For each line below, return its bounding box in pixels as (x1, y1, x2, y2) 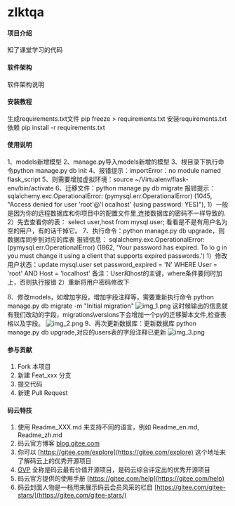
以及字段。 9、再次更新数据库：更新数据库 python (13, 319, 197, 327)
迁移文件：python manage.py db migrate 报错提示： (65, 184, 216, 192)
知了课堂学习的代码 (7, 46, 63, 54)
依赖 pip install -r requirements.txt (7, 123, 105, 131)
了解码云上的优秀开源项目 (17, 457, 92, 465)
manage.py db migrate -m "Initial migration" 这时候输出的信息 (7, 301, 222, 310)
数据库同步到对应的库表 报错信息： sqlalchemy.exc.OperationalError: (7, 235, 205, 243)
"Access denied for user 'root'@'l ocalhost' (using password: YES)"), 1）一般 (7, 200, 229, 208)
